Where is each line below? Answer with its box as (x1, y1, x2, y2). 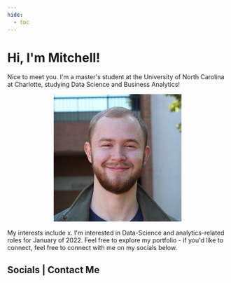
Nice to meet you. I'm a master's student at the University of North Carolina (7, 73, 225, 81)
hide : (7, 11, 23, 18)
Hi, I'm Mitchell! (7, 50, 101, 66)
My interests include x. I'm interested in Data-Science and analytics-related (7, 228, 225, 237)
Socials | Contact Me (7, 263, 100, 276)
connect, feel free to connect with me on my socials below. (7, 244, 177, 252)
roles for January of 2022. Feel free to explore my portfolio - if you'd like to (7, 236, 224, 244)
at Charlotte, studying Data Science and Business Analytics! (7, 81, 181, 89)
